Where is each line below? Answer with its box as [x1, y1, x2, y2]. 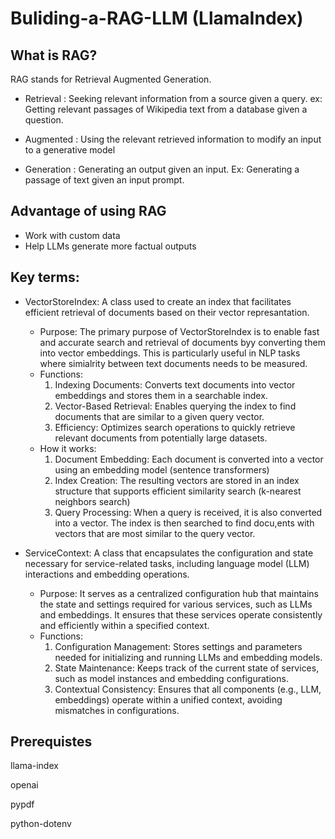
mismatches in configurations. [54, 704, 180, 716]
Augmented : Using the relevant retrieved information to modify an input [24, 133, 322, 145]
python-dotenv [10, 818, 72, 830]
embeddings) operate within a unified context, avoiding [54, 693, 283, 706]
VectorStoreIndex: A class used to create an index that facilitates [24, 295, 292, 307]
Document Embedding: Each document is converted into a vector [54, 453, 324, 465]
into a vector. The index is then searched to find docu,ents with [54, 517, 315, 529]
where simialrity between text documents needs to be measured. [39, 357, 308, 369]
